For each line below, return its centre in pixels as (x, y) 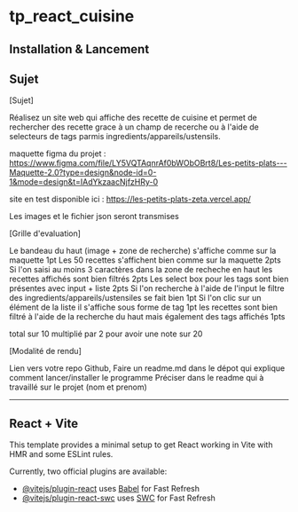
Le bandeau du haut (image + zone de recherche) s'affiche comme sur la (143, 251)
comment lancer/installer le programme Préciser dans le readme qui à (137, 378)
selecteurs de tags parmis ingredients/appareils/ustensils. (115, 137)
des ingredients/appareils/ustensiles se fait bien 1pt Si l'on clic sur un (135, 298)
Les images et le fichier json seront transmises (94, 217)
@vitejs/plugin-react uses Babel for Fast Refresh (111, 489)
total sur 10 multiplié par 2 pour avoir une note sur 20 (106, 334)
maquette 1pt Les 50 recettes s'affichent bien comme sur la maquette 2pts (145, 260)
